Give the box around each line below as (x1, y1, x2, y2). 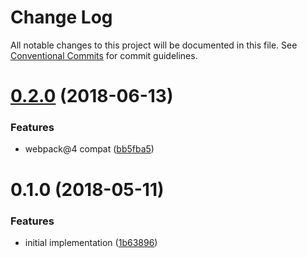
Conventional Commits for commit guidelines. (10, 49, 198, 61)
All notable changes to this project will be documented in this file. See (10, 39, 298, 51)
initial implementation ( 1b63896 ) (24, 236, 158, 248)
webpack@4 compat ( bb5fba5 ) (24, 143, 155, 155)
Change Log (10, 6, 113, 29)
